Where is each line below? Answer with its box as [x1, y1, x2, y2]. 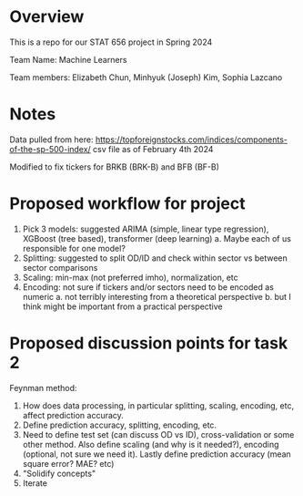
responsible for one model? [22, 243, 126, 253]
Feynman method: [9, 382, 77, 393]
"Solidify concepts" [22, 468, 96, 479]
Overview [9, 6, 85, 27]
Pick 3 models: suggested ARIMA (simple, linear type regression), [22, 223, 269, 234]
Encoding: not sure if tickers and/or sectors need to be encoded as [22, 281, 275, 293]
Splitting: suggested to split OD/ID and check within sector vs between [22, 253, 288, 263]
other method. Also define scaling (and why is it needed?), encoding [22, 439, 279, 449]
